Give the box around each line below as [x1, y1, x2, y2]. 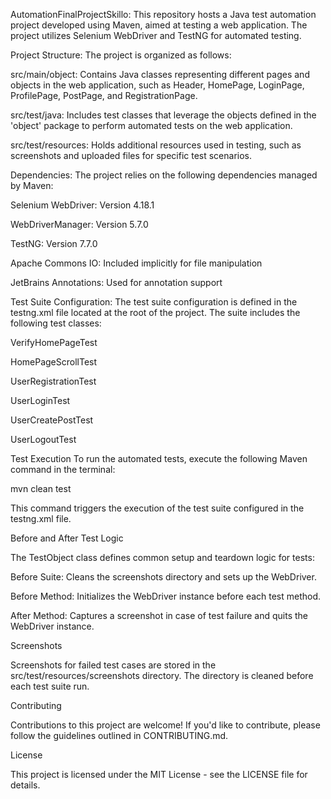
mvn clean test [10, 483, 72, 494]
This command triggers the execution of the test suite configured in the [10, 502, 305, 514]
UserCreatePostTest [10, 414, 94, 426]
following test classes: [10, 317, 102, 329]
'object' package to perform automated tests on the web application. [10, 120, 293, 131]
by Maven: [10, 180, 54, 191]
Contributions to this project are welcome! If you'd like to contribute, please [10, 719, 321, 731]
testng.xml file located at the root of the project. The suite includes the [10, 307, 301, 318]
